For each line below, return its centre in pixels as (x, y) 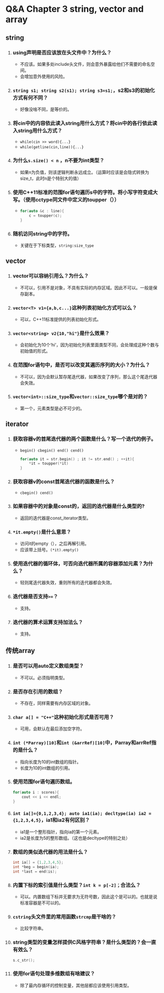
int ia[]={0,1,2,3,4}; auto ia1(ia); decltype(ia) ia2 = (82, 814)
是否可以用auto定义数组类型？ (48, 666)
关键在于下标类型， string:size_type (57, 245)
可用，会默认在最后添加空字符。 (52, 729)
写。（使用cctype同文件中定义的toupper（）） (66, 199)
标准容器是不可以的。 (41, 903)
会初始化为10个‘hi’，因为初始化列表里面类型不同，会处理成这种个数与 (90, 345)
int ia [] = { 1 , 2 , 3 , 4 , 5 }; (38, 863)
